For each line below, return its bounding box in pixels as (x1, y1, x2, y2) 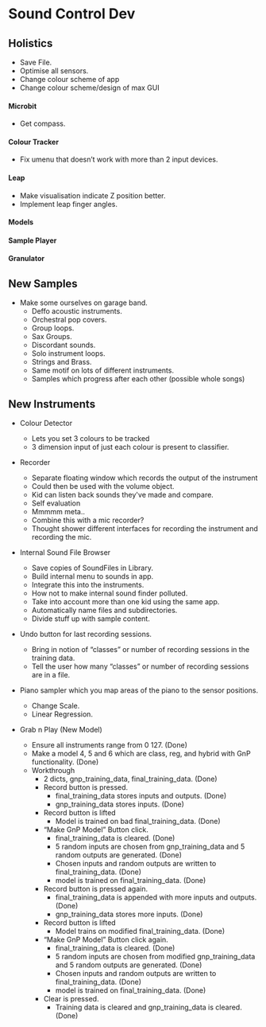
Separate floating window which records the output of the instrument (31, 473, 258, 482)
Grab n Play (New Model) (19, 725, 103, 735)
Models (8, 217, 34, 227)
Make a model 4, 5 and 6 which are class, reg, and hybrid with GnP (31, 749, 252, 759)
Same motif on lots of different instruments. (31, 365, 175, 375)
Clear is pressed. (43, 994, 99, 1004)
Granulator (8, 254, 45, 264)
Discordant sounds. (31, 340, 96, 350)
